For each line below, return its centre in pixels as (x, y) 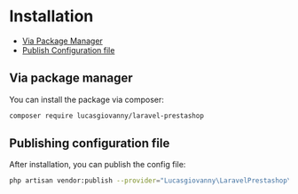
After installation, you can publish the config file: (98, 165)
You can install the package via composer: (86, 99)
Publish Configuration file (68, 50)
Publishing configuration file (90, 144)
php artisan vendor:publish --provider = (85, 181)
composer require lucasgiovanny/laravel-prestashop (106, 116)
